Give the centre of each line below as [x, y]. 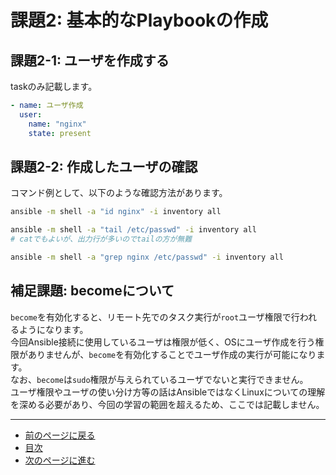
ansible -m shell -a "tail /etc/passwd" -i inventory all [133, 230]
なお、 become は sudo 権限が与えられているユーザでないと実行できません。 [159, 379]
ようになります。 [53, 329]
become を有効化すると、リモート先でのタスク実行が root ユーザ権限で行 [155, 317]
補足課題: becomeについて [92, 291]
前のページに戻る [60, 435]
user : [31, 114]
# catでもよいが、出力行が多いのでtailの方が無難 [101, 239]
